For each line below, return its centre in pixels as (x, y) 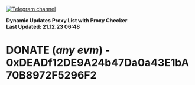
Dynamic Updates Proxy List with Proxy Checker (67, 20)
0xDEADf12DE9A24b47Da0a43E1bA (97, 63)
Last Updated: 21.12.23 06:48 (43, 27)
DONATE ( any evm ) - (58, 50)
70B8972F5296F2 (51, 75)
